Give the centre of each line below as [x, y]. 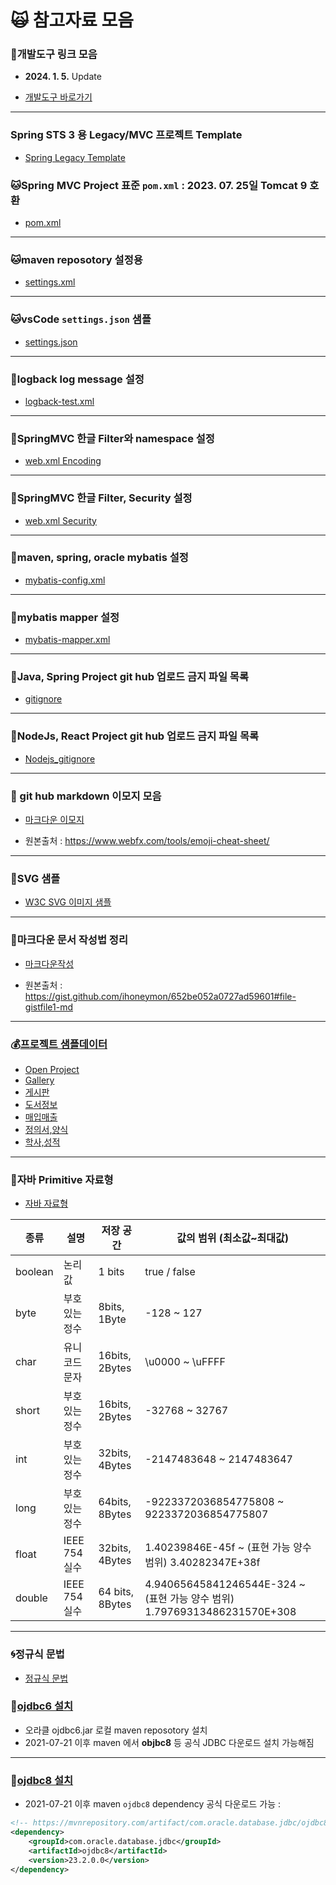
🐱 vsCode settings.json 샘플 [81, 319]
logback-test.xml [59, 401]
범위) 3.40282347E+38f [202, 1563]
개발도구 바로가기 [58, 97]
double [31, 1598]
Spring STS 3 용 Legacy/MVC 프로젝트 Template [126, 135]
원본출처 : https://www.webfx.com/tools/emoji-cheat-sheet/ [147, 841]
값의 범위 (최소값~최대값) [232, 1238]
